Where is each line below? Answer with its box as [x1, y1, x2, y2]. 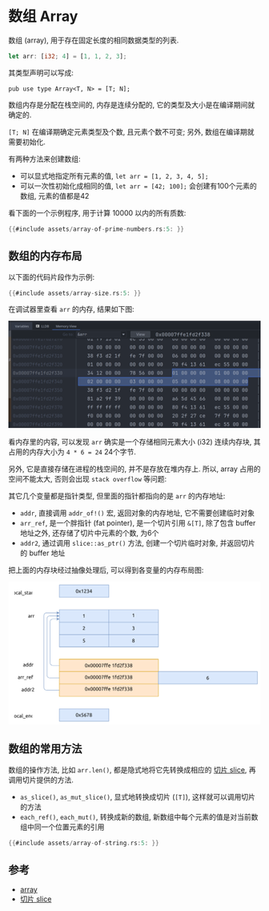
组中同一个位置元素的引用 [19, 822, 105, 832]
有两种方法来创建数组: [8, 154, 82, 163]
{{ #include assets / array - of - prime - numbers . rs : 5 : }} [8, 225, 184, 233]
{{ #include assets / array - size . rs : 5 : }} [8, 289, 142, 297]
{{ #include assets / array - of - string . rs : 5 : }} [8, 839, 159, 847]
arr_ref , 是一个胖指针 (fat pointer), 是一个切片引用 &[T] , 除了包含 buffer [19, 518, 256, 527]
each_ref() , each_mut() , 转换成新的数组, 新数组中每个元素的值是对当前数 [19, 812, 259, 821]
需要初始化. [8, 137, 46, 147]
